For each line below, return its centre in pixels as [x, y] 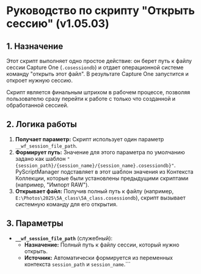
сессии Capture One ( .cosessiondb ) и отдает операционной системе [95, 67]
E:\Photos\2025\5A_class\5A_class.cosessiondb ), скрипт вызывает [100, 198]
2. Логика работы [42, 124]
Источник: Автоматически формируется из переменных [98, 257]
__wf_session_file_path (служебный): [64, 238]
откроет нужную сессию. [40, 80]
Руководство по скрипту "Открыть [101, 11]
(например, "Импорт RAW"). [52, 185]
